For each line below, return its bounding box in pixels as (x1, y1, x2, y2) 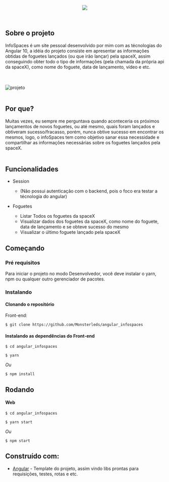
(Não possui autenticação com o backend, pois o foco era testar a (20, 188, 158, 194)
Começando (5, 244, 45, 253)
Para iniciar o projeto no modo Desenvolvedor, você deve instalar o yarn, (5, 271, 156, 277)
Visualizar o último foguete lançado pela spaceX (20, 229, 121, 235)
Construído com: (5, 452, 60, 461)
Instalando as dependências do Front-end (5, 333, 95, 339)
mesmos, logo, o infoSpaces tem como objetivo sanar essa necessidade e (5, 134, 160, 140)
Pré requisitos (5, 259, 40, 266)
